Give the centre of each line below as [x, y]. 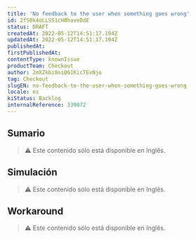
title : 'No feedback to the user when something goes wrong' [99, 14]
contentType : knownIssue [44, 60]
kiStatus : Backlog [34, 99]
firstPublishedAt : [34, 53]
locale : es [23, 92]
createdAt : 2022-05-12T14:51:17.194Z [63, 33]
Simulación [32, 172]
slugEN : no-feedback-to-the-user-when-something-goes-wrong [97, 86]
